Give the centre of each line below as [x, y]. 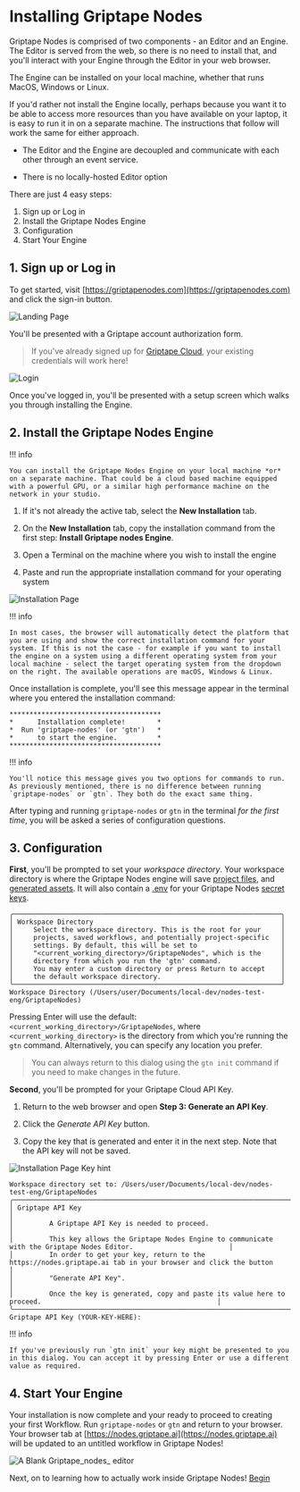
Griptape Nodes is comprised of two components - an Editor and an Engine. [149, 41]
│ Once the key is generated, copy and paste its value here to [147, 1294]
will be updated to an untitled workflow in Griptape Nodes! [117, 1444]
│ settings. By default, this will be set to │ [147, 946]
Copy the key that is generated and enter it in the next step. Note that [150, 1142]
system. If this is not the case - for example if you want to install [145, 648]
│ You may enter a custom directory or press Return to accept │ [147, 969]
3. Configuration [56, 847]
